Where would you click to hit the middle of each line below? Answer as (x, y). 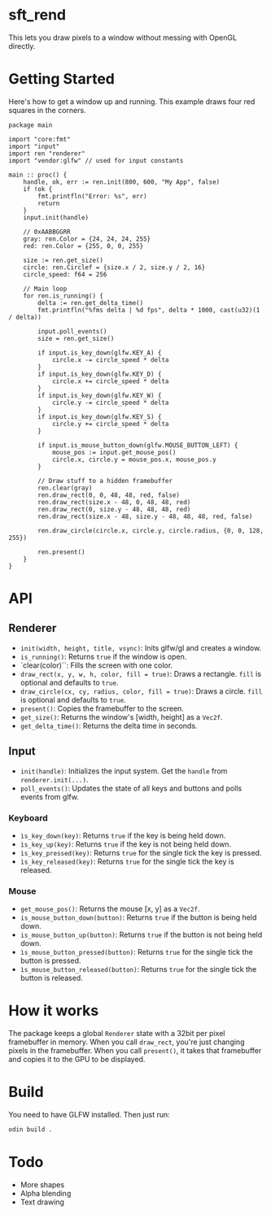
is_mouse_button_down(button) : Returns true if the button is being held (138, 917)
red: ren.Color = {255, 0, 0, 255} (83, 246)
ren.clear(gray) (65, 488)
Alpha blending (46, 1193)
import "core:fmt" (39, 139)
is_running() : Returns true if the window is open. (103, 656)
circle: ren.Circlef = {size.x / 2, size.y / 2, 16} (114, 267)
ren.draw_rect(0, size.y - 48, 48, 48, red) (114, 509)
